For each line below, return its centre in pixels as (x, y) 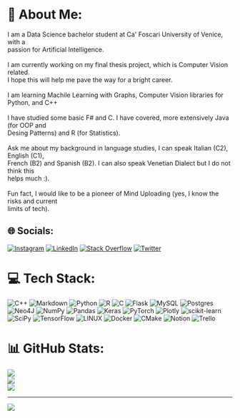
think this (21, 170)
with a (16, 41)
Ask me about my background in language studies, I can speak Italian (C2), (118, 148)
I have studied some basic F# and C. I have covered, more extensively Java (119, 118)
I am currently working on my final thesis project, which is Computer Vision (118, 64)
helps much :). (29, 178)
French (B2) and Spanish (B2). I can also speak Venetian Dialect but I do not (119, 163)
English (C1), (26, 156)
